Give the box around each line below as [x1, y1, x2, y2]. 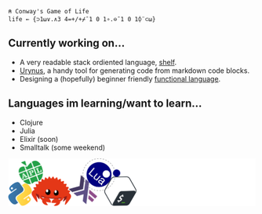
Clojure [19, 118, 43, 127]
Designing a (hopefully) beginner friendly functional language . [19, 74, 221, 83]
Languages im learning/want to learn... [8, 97, 202, 111]
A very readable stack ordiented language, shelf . [19, 57, 177, 67]
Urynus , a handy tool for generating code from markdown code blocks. [19, 66, 249, 75]
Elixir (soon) [19, 134, 59, 143]
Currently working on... [8, 37, 126, 50]
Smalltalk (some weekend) [19, 143, 106, 152]
